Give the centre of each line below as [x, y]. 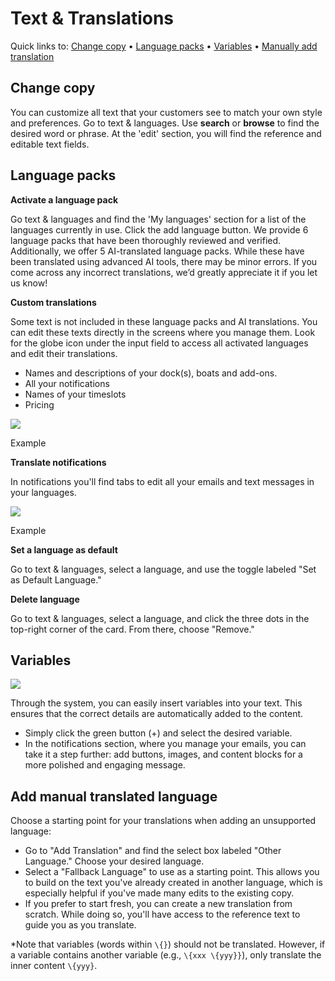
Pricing [39, 404]
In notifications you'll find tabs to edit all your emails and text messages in [162, 481]
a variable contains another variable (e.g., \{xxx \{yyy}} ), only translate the [166, 955]
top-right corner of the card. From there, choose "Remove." [132, 629]
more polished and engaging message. [105, 765]
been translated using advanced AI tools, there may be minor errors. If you [164, 261]
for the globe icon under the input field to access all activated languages [159, 343]
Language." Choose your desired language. [114, 861]
